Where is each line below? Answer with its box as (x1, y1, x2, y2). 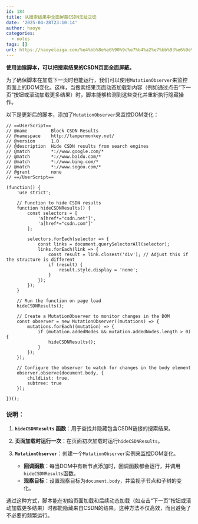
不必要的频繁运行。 (6, 512, 53, 519)
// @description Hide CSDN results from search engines (6, 143, 149, 149)
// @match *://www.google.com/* (6, 148, 104, 154)
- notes (11, 36, 31, 42)
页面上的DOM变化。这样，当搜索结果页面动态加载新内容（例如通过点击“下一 (6, 84, 192, 91)
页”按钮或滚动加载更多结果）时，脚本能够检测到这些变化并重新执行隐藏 (6, 91, 179, 98)
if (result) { (48, 261, 83, 268)
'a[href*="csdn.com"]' (37, 220, 94, 227)
